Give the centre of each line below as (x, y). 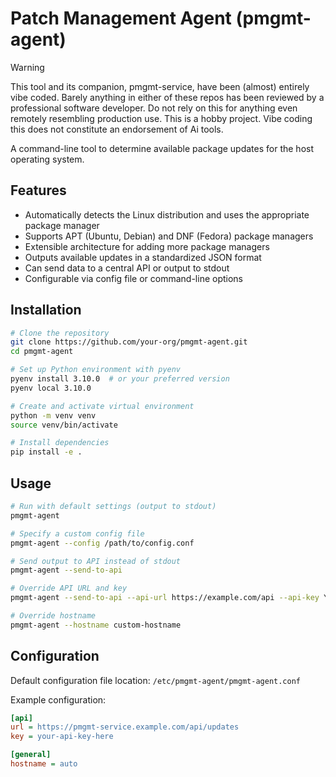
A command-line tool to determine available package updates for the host (162, 148)
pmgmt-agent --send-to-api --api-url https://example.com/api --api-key (165, 598)
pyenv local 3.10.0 (51, 388)
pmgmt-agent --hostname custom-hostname (96, 625)
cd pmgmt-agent (42, 352)
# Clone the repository (60, 333)
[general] (31, 755)
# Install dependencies (60, 443)
